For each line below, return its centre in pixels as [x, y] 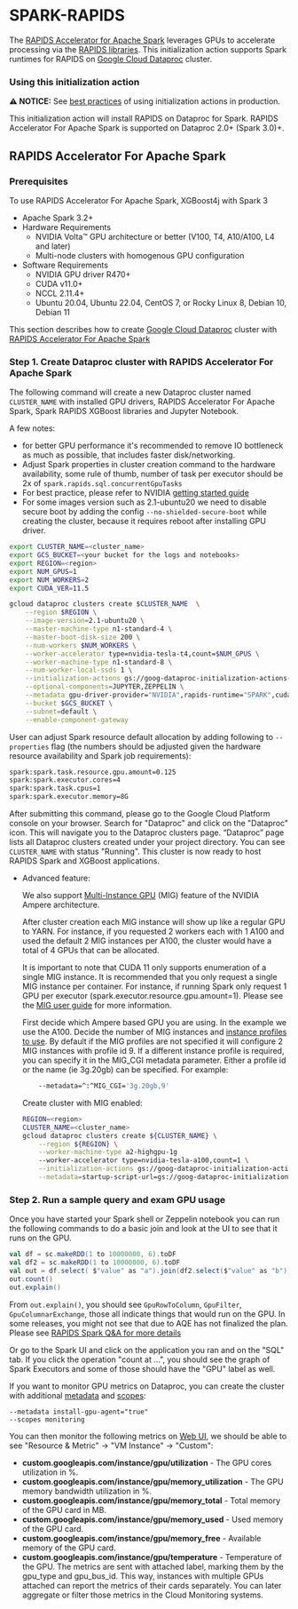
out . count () [31, 1279]
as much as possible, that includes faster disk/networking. [129, 455]
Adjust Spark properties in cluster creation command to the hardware [149, 465]
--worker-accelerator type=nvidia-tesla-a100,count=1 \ [144, 1160]
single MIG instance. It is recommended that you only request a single [149, 977]
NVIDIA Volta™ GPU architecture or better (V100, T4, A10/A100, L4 [155, 236]
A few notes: [32, 428]
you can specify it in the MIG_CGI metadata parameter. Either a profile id [154, 1060]
